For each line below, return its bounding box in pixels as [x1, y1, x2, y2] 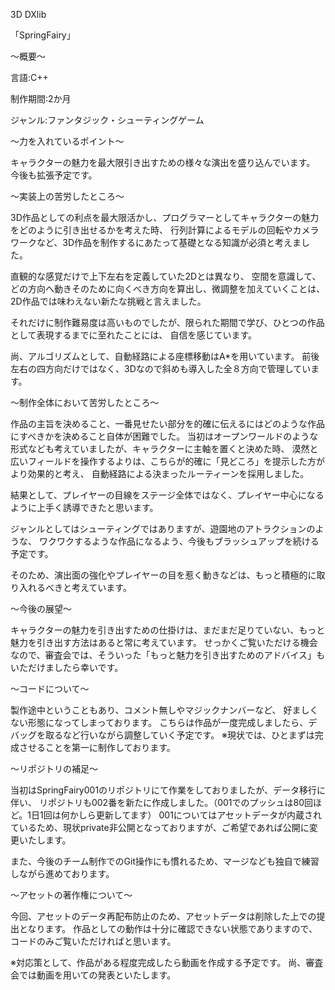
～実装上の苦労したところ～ [10, 190, 125, 202]
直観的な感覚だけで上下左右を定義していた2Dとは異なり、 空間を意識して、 [10, 270, 322, 282]
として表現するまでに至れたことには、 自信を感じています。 [10, 329, 258, 341]
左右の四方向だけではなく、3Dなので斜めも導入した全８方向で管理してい [10, 363, 312, 374]
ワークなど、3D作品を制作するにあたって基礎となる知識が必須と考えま [10, 237, 302, 248]
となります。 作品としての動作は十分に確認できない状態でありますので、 [18, 923, 318, 934]
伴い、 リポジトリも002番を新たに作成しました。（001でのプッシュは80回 [10, 797, 313, 808]
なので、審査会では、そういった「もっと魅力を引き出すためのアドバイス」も [10, 649, 326, 661]
